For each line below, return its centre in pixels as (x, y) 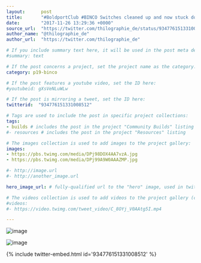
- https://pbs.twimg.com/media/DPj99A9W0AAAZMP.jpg (72, 160)
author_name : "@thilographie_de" (48, 34)
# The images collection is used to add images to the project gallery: (99, 143)
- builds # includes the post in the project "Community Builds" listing (100, 127)
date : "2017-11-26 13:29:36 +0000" (60, 23)
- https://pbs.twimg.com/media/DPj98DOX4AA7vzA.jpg (72, 154)
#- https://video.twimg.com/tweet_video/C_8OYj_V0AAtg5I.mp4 (84, 209)
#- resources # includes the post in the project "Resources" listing (96, 132)
